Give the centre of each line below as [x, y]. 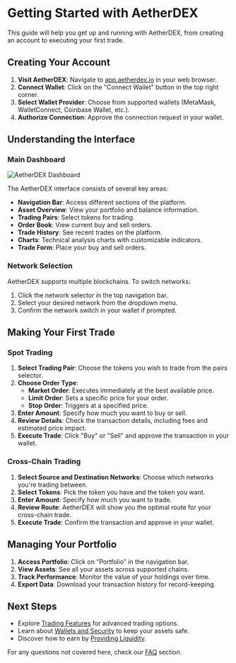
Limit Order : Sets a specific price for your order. [98, 398]
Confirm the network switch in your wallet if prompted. [97, 310]
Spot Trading [30, 353]
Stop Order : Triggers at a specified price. [88, 406]
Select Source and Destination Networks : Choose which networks [116, 477]
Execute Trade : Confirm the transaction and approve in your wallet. [116, 522]
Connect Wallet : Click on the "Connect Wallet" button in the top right [118, 87]
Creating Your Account [59, 63]
